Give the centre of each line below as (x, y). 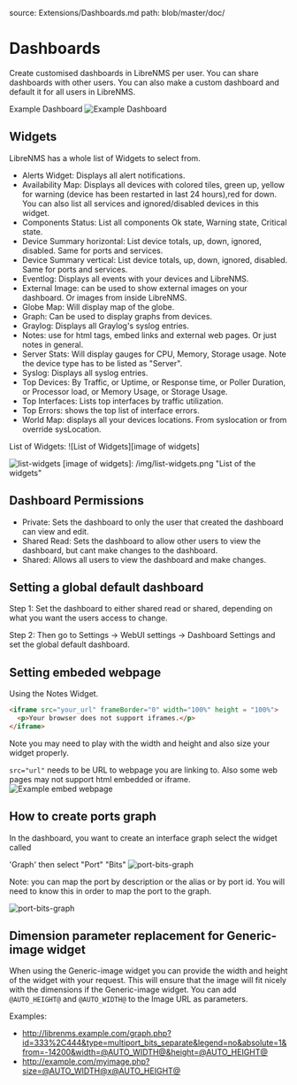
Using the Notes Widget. (54, 694)
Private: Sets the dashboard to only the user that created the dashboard (153, 522)
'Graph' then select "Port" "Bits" (68, 864)
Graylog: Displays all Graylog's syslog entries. (106, 326)
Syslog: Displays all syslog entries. (85, 373)
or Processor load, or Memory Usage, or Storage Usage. (125, 391)
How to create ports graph (83, 816)
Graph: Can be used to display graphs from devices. (117, 316)
